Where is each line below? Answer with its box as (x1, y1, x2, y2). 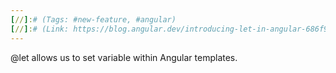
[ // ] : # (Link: (10, 24, 70, 34)
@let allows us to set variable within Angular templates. (10, 51, 238, 63)
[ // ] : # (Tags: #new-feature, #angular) (10, 14, 177, 25)
